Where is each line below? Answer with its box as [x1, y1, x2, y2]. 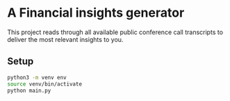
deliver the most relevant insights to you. [7, 35, 124, 43]
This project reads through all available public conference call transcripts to [7, 28, 224, 36]
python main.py [7, 87, 51, 94]
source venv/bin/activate [7, 80, 82, 88]
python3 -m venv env [7, 74, 67, 81]
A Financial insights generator [7, 5, 185, 21]
